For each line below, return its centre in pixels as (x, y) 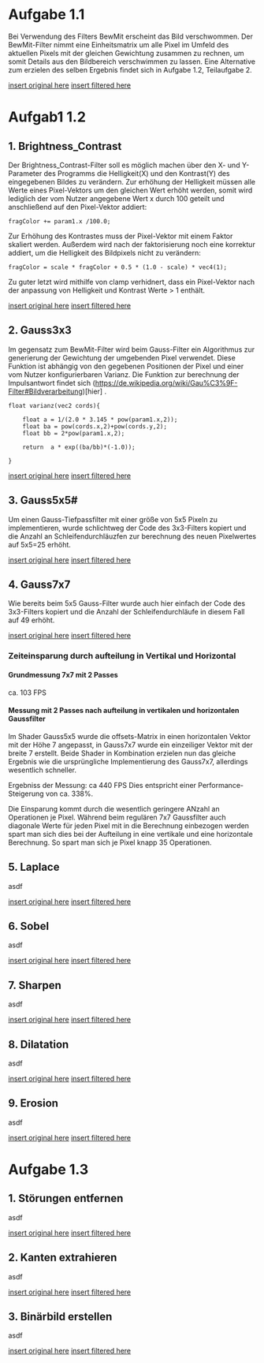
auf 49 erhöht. (32, 620)
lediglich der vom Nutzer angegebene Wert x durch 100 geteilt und (116, 198)
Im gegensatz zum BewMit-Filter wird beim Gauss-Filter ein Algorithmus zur (132, 349)
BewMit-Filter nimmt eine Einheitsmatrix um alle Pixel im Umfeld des (119, 44)
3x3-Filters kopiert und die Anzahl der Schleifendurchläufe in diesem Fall (126, 612)
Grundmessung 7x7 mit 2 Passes (63, 674)
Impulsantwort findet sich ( (52, 383)
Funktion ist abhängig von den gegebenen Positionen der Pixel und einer (126, 366)
